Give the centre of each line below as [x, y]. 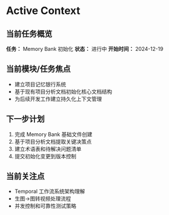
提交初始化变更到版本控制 [45, 156]
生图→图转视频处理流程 [43, 199]
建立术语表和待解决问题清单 [48, 149]
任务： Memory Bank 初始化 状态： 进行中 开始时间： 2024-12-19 [85, 49]
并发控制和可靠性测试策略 [45, 206]
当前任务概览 [29, 34]
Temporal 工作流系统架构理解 [50, 192]
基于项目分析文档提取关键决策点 [53, 141]
